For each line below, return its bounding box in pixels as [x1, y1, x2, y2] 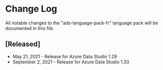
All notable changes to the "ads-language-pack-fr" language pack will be [5, 20, 158, 26]
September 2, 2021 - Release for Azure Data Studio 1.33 [12, 59, 130, 65]
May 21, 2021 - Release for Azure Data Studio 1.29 [12, 53, 117, 59]
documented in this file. [5, 25, 55, 31]
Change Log [5, 3, 57, 15]
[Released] [5, 40, 40, 49]
